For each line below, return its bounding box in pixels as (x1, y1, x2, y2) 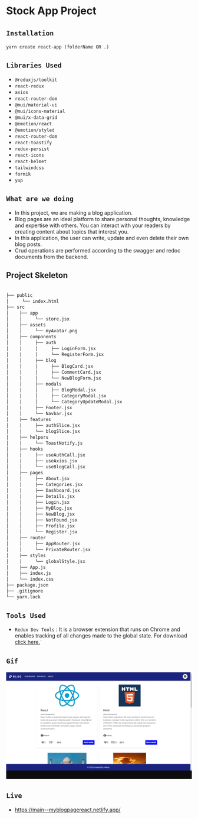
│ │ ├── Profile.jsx (6, 523, 75, 529)
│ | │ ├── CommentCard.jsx (6, 370, 101, 375)
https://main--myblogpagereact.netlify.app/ (14, 806, 121, 813)
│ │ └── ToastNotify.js (6, 441, 83, 446)
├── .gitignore (6, 588, 44, 594)
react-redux (14, 83, 44, 89)
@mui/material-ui (14, 102, 58, 108)
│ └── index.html (6, 299, 60, 305)
